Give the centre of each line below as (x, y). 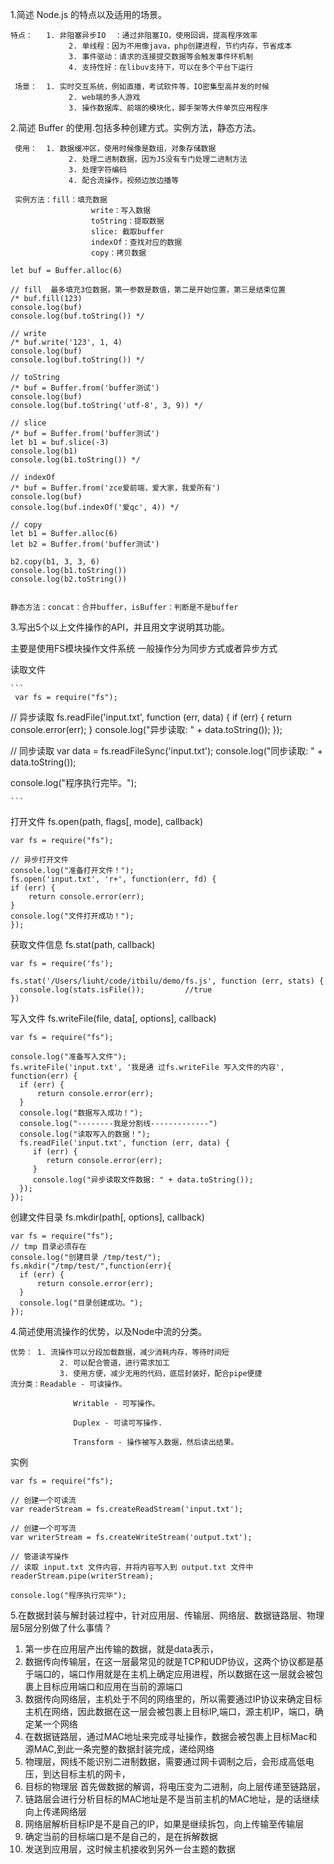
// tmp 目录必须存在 (48, 1247)
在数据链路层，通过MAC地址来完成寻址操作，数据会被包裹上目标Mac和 (171, 1736)
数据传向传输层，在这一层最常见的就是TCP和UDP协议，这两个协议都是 (170, 1661)
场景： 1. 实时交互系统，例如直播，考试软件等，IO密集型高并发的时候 (142, 87)
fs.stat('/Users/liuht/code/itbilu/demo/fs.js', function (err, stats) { (167, 981)
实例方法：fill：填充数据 (61, 200)
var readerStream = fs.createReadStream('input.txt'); (127, 1509)
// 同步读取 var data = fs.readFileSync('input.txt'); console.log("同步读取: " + (167, 751)
